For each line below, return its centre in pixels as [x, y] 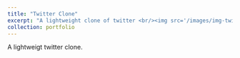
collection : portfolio [41, 27]
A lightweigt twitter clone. [45, 47]
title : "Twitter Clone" [43, 14]
